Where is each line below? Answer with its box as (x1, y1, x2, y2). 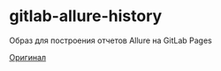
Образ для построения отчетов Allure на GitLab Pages (9, 35, 212, 46)
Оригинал (9, 52, 47, 62)
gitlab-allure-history (9, 6, 163, 26)
